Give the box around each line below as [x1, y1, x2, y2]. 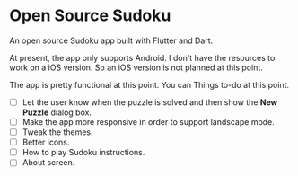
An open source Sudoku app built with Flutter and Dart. [9, 35, 214, 46]
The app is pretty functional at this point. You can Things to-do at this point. [9, 79, 290, 90]
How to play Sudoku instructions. [22, 147, 145, 158]
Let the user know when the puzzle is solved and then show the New [22, 96, 278, 108]
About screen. [22, 157, 75, 168]
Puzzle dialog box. [22, 107, 92, 118]
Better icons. [22, 136, 70, 148]
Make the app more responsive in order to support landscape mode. [22, 117, 276, 127]
